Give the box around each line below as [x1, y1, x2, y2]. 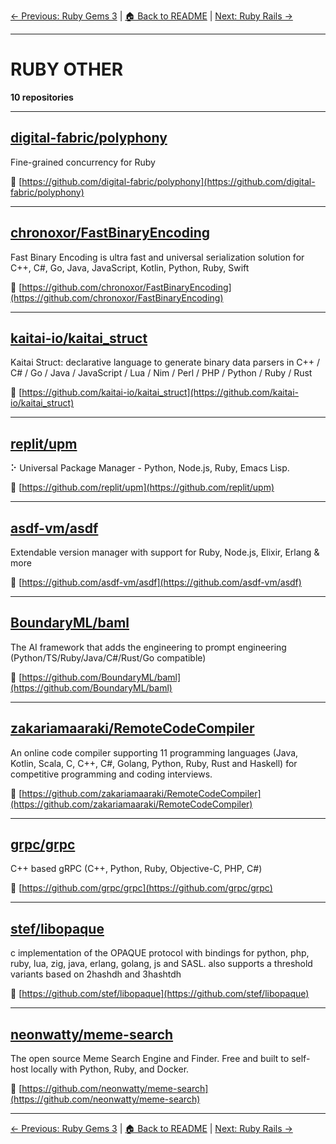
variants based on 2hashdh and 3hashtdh [10, 968, 182, 980]
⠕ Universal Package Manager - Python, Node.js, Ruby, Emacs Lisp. [10, 462, 290, 474]
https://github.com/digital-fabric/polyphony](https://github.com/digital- [21, 175, 316, 187]
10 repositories [10, 91, 74, 103]
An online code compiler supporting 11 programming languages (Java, [10, 746, 299, 759]
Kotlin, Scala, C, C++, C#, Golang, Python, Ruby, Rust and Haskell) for [10, 757, 298, 769]
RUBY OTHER [10, 58, 124, 81]
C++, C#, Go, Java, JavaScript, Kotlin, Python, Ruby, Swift [10, 261, 250, 274]
